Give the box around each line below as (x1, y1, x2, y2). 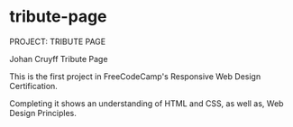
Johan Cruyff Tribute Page (9, 53, 108, 64)
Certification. (9, 80, 59, 91)
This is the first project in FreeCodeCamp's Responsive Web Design (9, 70, 261, 82)
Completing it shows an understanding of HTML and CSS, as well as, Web (9, 97, 284, 109)
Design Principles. (9, 107, 77, 118)
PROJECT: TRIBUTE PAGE (9, 36, 106, 47)
